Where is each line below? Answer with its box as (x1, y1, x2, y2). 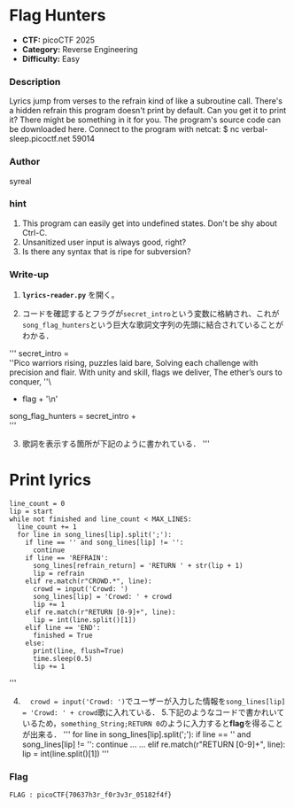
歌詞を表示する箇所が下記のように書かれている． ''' (21, 439, 210, 449)
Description (9, 75, 61, 88)
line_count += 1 (17, 523, 77, 532)
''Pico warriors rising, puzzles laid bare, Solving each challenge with (9, 358, 259, 369)
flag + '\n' (21, 393, 58, 404)
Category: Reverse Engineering (21, 43, 139, 54)
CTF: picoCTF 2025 (21, 35, 96, 45)
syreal (9, 175, 32, 186)
